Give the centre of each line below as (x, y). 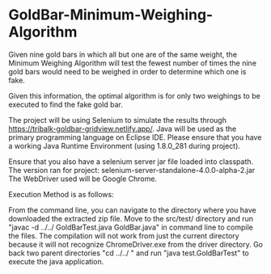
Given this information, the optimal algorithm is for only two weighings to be (134, 95)
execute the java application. (56, 261)
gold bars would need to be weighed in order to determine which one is (127, 71)
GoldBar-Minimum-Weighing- (111, 15)
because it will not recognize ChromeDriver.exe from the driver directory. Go (136, 244)
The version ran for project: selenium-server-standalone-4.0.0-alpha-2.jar (132, 170)
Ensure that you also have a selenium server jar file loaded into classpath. (131, 161)
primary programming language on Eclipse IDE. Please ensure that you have (135, 137)
